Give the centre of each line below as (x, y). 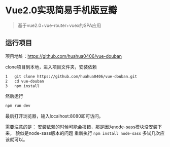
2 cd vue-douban (25, 81)
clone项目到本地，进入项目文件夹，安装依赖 (51, 67)
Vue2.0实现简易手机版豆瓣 (61, 10)
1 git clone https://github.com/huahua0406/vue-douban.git (71, 77)
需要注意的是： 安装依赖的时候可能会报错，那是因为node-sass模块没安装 (81, 127)
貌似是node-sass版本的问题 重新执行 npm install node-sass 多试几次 (88, 133)
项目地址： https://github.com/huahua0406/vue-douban (64, 56)
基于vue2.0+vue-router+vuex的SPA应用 (59, 25)
